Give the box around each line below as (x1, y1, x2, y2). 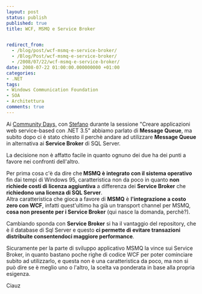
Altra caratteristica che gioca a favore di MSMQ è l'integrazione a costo (6, 195, 186, 203)
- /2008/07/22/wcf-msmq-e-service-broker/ (11, 59, 120, 65)
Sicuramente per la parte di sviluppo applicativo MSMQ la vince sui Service (6, 244, 193, 252)
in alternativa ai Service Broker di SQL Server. (6, 140, 121, 147)
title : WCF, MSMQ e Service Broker (6, 25, 96, 32)
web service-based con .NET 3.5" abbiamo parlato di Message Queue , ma (6, 126, 192, 134)
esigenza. (6, 270, 31, 277)
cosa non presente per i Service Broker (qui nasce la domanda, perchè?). (6, 208, 191, 215)
